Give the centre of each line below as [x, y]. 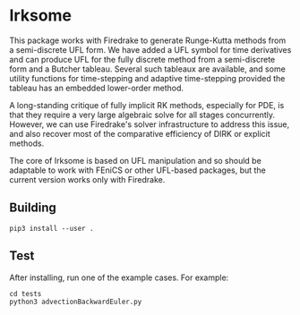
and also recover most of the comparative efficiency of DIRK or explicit [140, 133]
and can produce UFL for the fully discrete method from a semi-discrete [142, 59]
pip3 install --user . [51, 228]
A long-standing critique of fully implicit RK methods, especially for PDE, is [147, 105]
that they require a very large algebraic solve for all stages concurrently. [142, 115]
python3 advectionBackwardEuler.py [76, 302]
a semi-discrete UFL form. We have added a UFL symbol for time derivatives [150, 49]
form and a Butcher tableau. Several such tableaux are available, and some [148, 69]
